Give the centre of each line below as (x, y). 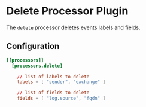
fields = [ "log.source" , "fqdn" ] (61, 99)
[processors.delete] (37, 66)
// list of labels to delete (53, 77)
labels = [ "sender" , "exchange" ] (61, 82)
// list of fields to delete (53, 93)
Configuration (33, 46)
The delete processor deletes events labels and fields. (73, 27)
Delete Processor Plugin (67, 11)
